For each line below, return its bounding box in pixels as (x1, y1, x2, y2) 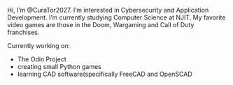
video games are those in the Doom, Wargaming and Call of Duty (7, 21, 195, 29)
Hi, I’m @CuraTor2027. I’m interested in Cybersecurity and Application (7, 6, 209, 14)
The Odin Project (17, 55, 66, 63)
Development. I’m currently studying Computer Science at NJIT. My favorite (7, 13, 226, 22)
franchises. (7, 28, 40, 36)
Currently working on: (7, 42, 70, 49)
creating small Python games (17, 63, 101, 70)
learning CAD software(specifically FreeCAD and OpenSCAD (17, 70, 192, 78)
